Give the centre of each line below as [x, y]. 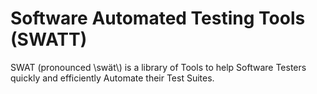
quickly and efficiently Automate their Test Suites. [112, 78]
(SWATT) [49, 39]
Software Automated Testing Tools [158, 18]
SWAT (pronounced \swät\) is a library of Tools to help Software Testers [158, 67]
